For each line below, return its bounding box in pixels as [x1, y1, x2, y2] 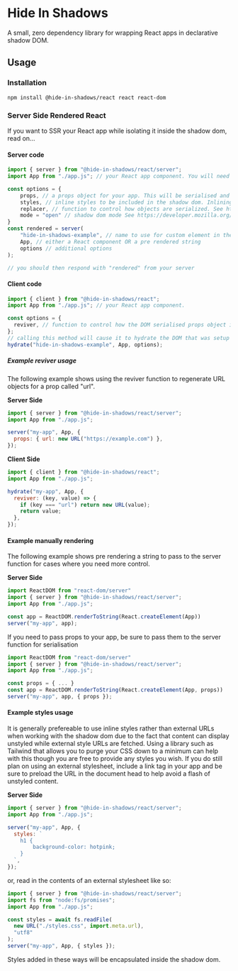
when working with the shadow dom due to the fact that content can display [7, 732, 229, 740]
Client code [7, 279, 42, 288]
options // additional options [20, 245, 113, 252]
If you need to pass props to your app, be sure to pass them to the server [7, 632, 221, 641]
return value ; [20, 508, 62, 515]
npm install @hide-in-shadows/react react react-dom [7, 94, 166, 101]
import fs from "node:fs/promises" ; [7, 896, 115, 904]
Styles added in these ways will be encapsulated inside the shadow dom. [7, 955, 221, 963]
